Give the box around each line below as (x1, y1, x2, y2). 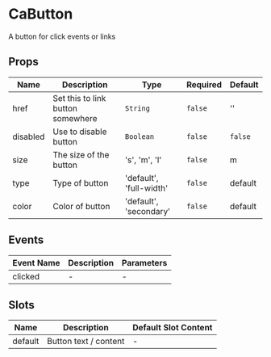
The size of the (52, 149, 110, 160)
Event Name (12, 257, 60, 268)
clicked (12, 271, 40, 282)
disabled (12, 131, 45, 142)
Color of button (52, 200, 110, 212)
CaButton (8, 5, 73, 23)
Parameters (121, 257, 168, 268)
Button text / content (47, 336, 125, 347)
